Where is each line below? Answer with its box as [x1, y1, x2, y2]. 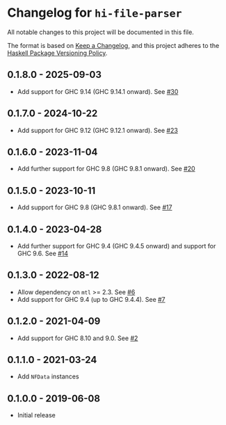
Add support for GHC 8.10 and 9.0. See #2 [17, 334, 138, 342]
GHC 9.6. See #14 [17, 249, 68, 257]
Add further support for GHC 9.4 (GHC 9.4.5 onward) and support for [17, 242, 216, 250]
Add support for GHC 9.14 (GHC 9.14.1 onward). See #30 [17, 87, 179, 95]
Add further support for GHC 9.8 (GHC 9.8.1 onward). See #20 [17, 165, 196, 173]
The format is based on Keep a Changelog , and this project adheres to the [7, 41, 220, 49]
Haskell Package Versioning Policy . [7, 49, 108, 57]
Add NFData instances [17, 372, 79, 380]
